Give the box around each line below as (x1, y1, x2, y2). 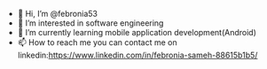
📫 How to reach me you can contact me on (17, 37, 177, 48)
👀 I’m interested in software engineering (17, 18, 164, 28)
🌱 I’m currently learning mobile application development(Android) (17, 27, 257, 37)
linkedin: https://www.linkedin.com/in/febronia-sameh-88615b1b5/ (17, 50, 258, 60)
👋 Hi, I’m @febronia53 (17, 9, 98, 19)
